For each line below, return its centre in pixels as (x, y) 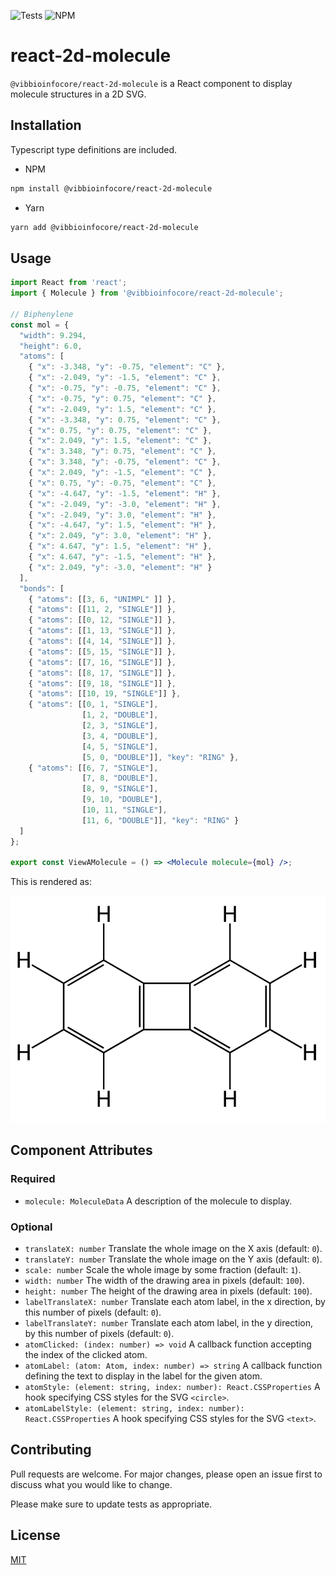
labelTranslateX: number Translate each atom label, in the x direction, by (175, 1301)
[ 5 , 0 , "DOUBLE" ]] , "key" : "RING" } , (160, 757)
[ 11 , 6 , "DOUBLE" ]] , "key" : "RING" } (160, 820)
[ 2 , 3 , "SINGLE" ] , (120, 726)
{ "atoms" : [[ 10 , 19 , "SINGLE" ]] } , (105, 694)
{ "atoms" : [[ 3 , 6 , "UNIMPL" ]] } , (102, 599)
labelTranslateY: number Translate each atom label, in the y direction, (169, 1322)
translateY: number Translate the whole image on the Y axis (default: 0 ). (173, 1259)
